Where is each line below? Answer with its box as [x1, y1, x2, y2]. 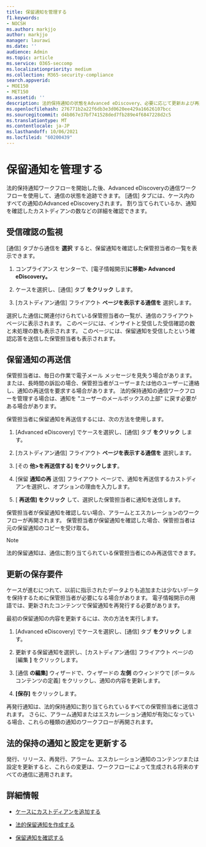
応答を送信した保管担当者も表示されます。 [11, 335, 119, 342]
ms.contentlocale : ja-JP [6, 123, 70, 129]
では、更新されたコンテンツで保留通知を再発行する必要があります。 [11, 602, 183, 609]
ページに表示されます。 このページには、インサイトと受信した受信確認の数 [6, 320, 195, 327]
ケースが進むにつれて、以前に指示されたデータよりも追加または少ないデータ [6, 586, 199, 594]
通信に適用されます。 [22, 771, 76, 778]
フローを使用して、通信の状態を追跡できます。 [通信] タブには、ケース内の [6, 191, 195, 199]
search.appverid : [6, 77, 51, 83]
